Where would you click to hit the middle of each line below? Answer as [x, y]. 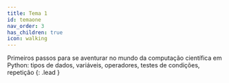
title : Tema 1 [28, 13]
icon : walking [28, 39]
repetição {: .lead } [34, 73]
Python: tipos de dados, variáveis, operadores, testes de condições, [103, 65]
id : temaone [24, 20]
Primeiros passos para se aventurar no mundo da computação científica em [115, 58]
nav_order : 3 [26, 26]
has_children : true [35, 32]
